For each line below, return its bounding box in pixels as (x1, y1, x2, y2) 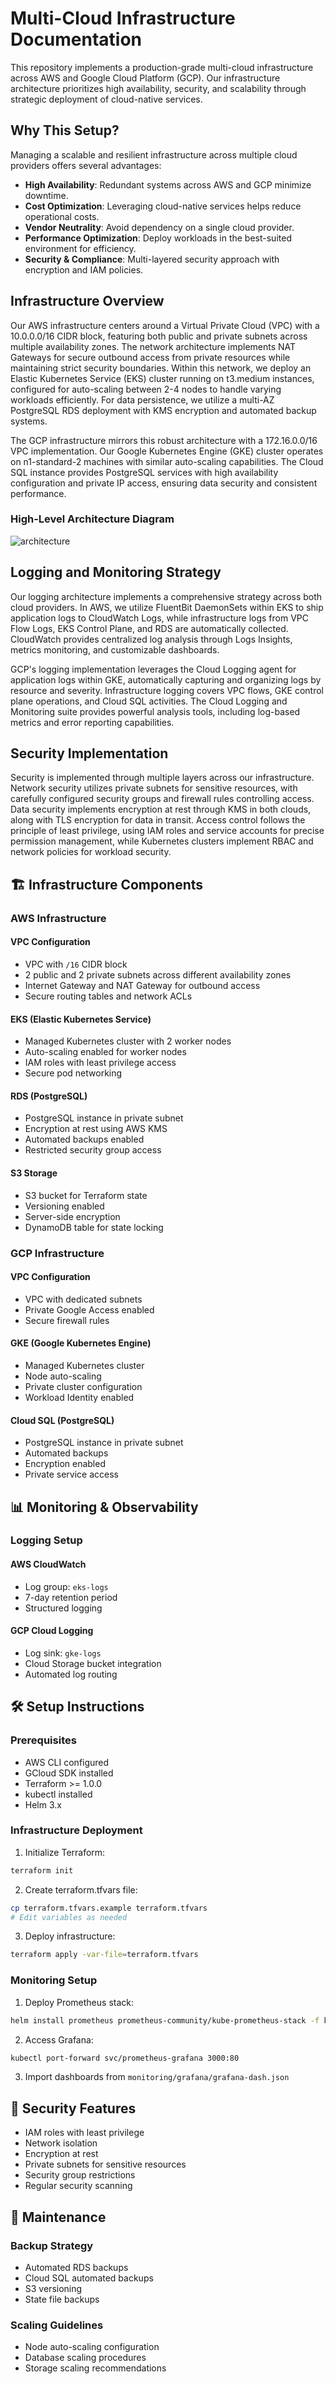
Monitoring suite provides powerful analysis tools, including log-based (10, 705, 301, 717)
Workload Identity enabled (24, 1391, 135, 1403)
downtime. (24, 189, 69, 201)
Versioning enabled (24, 1200, 105, 1212)
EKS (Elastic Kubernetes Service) (10, 1013, 152, 1025)
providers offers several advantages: (10, 159, 162, 171)
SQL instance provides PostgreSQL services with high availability (10, 466, 279, 478)
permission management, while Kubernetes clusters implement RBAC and (10, 835, 314, 847)
